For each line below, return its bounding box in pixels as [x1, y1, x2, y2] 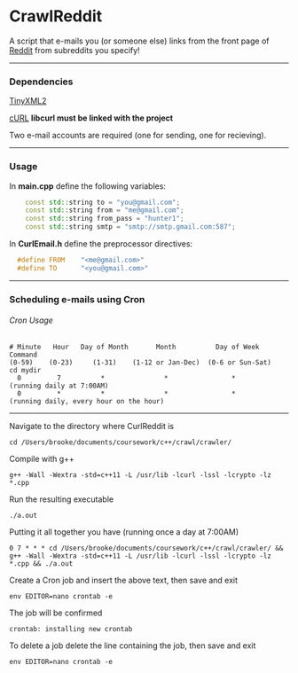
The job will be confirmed [9, 607, 103, 618]
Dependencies [9, 75, 74, 88]
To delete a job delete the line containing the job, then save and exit [9, 640, 256, 651]
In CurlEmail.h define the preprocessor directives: [9, 239, 193, 249]
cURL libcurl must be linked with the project [9, 113, 174, 123]
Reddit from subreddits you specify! [9, 44, 140, 55]
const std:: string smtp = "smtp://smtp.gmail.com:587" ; [25, 223, 237, 231]
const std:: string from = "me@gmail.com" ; [25, 206, 184, 215]
